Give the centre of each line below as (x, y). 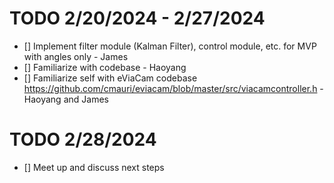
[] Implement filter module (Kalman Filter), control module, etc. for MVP (170, 46)
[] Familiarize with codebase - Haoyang (105, 67)
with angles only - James (76, 56)
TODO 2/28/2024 (83, 139)
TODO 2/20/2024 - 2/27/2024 (137, 18)
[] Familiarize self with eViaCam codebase (110, 78)
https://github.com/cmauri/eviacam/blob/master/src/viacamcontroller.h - (173, 88)
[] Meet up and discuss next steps (94, 167)
